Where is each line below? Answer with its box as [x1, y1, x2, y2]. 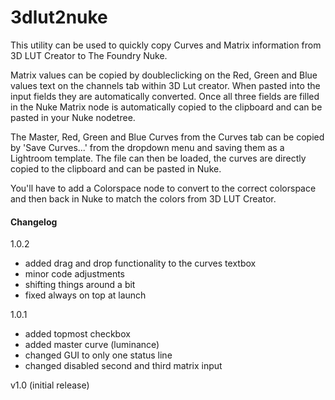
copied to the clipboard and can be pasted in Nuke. [10, 162, 222, 175]
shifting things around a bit [24, 279, 136, 291]
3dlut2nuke [10, 6, 108, 29]
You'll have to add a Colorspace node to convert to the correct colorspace [10, 182, 317, 194]
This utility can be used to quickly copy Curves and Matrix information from [10, 39, 322, 51]
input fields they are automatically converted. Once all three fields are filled [10, 90, 320, 102]
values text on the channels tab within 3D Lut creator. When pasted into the [10, 79, 321, 91]
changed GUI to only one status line [24, 349, 173, 361]
